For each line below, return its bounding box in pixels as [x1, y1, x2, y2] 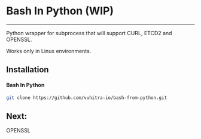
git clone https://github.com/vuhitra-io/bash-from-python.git [6, 94, 167, 101]
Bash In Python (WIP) [6, 4, 114, 18]
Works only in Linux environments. [6, 47, 92, 54]
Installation [6, 64, 49, 75]
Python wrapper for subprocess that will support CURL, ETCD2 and [6, 29, 172, 36]
